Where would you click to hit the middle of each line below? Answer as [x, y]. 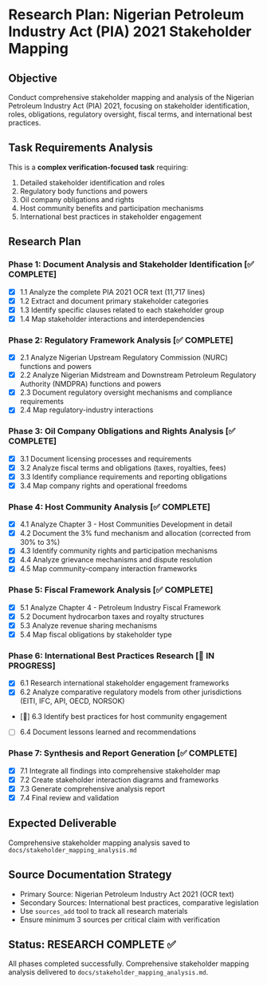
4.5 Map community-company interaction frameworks [108, 569]
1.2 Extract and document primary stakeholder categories [114, 300]
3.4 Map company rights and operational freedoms [103, 486]
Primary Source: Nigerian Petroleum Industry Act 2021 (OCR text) [127, 894]
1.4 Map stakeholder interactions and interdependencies [112, 319]
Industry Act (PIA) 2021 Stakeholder [130, 32]
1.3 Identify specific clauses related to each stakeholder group [122, 310]
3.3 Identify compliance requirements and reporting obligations [123, 476]
